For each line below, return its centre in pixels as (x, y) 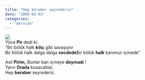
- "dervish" (22, 23)
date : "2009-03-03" (25, 14)
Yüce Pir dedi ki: (22, 42)
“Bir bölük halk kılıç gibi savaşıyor (39, 48)
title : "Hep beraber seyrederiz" (39, 10)
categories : (17, 19)
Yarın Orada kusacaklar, (29, 67)
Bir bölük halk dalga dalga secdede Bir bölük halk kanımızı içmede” (73, 53)
